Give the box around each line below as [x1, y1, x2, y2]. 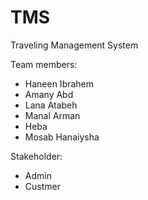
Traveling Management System [10, 39, 139, 51]
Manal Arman [24, 109, 81, 121]
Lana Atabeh [24, 99, 78, 111]
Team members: [10, 58, 78, 70]
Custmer [24, 180, 61, 192]
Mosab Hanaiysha [24, 131, 100, 143]
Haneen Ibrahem [24, 77, 95, 90]
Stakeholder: [10, 150, 63, 162]
